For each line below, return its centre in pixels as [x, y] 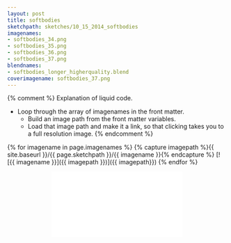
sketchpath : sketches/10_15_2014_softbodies [73, 26]
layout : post [26, 14]
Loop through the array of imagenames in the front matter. [101, 111]
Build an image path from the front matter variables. [102, 119]
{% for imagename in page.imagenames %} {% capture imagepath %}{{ [111, 148]
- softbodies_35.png [37, 46]
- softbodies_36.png [37, 53]
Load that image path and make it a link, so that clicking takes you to [126, 127]
